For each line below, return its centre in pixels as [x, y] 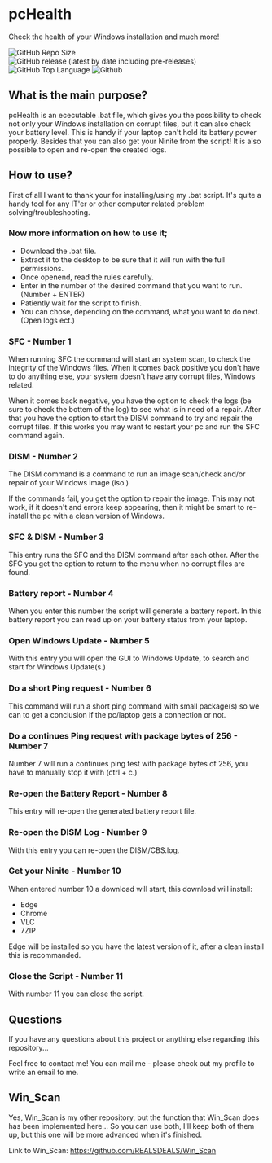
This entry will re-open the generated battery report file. [103, 811]
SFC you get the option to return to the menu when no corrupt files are [127, 564]
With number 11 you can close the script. [77, 994]
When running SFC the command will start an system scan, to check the [129, 359]
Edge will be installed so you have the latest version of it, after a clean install [136, 946]
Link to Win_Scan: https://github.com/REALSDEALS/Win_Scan [112, 1150]
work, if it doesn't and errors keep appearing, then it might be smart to [127, 507]
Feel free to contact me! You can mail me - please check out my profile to [132, 1063]
